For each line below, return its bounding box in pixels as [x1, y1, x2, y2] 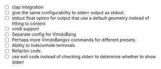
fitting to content [11, 21, 46, 26]
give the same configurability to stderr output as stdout [11, 10, 124, 16]
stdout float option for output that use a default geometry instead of [11, 15, 150, 21]
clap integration [11, 4, 44, 10]
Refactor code [11, 48, 41, 54]
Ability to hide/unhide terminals [11, 43, 75, 48]
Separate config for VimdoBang [11, 31, 76, 37]
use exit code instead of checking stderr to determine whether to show [11, 53, 156, 59]
